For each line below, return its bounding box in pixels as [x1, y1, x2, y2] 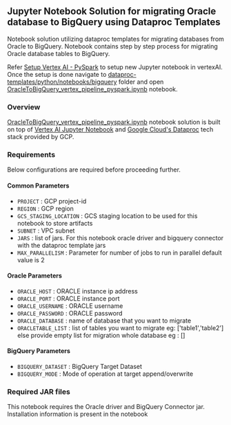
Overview [7, 102, 41, 111]
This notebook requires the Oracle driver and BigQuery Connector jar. [7, 403, 205, 411]
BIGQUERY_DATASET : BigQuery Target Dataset [17, 363, 143, 371]
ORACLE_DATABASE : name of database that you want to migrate [17, 316, 192, 325]
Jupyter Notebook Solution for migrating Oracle [7, 6, 217, 17]
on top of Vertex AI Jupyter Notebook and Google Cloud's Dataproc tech [7, 125, 214, 134]
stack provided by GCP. [7, 133, 74, 141]
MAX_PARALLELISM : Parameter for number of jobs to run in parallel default [17, 248, 222, 257]
